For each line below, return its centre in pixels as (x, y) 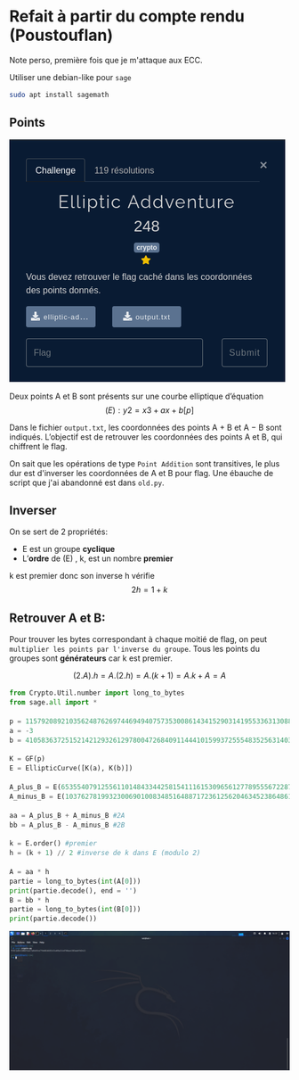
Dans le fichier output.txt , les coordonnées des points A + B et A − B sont (145, 427)
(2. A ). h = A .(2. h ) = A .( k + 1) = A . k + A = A (149, 676)
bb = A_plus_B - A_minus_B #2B (67, 825)
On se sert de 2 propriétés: (59, 532)
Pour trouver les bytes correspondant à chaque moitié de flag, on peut (138, 639)
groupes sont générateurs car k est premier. (91, 658)
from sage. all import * (53, 703)
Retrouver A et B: (57, 618)
